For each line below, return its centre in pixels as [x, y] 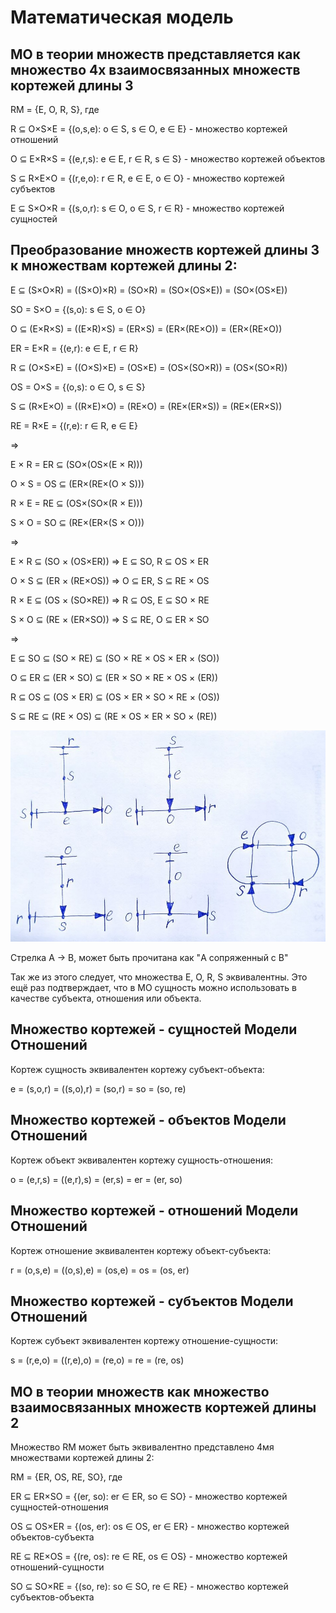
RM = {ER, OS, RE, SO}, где [66, 1477]
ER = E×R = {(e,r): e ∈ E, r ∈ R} [74, 348]
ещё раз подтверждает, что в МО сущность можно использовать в [154, 988]
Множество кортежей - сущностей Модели [154, 1029]
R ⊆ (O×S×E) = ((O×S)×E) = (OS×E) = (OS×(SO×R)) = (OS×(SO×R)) [149, 367]
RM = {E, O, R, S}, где [55, 109]
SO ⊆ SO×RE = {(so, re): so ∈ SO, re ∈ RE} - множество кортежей [149, 1587]
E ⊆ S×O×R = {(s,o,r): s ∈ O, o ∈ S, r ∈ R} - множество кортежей [147, 208]
